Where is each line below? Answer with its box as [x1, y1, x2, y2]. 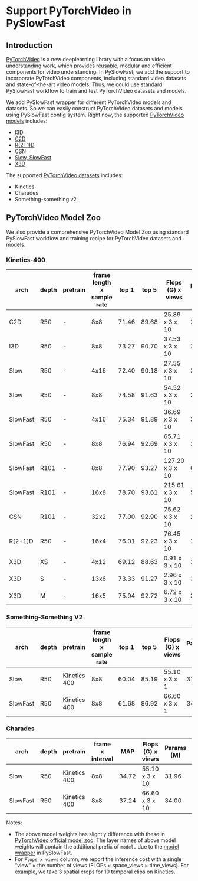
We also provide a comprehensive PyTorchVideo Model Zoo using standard [6, 229, 189, 236]
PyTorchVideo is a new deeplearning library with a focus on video [6, 56, 166, 63]
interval [91, 755, 114, 763]
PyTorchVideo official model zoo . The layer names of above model [14, 837, 176, 844]
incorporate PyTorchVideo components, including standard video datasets [6, 75, 187, 81]
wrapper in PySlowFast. [14, 849, 72, 856]
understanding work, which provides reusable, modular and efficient [6, 62, 172, 69]
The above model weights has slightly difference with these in [14, 830, 165, 837]
